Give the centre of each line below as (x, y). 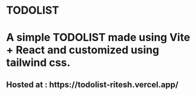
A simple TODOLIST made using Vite (98, 38)
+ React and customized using (83, 50)
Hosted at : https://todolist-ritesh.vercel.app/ (92, 85)
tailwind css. (38, 63)
